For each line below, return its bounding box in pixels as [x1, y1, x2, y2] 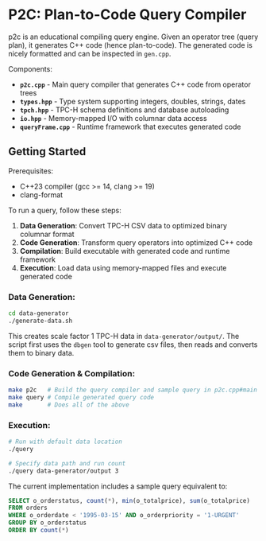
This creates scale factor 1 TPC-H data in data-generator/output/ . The [8, 331, 240, 341]
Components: [8, 64, 53, 73]
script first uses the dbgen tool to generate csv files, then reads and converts [8, 340, 258, 349]
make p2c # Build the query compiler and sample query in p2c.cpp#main [8, 386, 258, 395]
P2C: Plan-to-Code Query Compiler [8, 6, 247, 24]
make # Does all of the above [8, 400, 129, 409]
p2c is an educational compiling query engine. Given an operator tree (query [8, 32, 259, 41]
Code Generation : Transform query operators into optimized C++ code [19, 237, 253, 247]
